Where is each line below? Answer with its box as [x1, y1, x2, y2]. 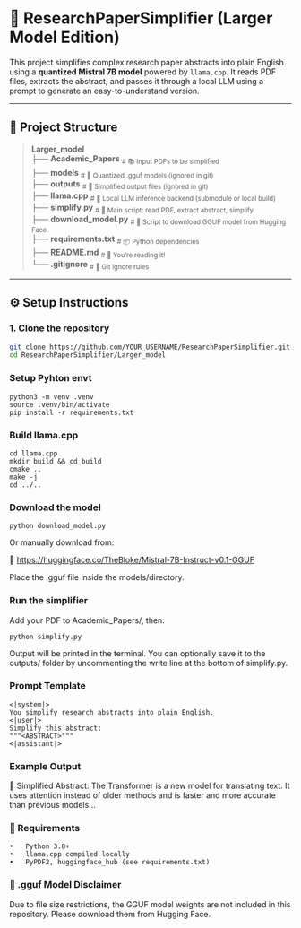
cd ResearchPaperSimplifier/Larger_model [9, 351, 167, 360]
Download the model [9, 501, 101, 514]
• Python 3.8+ [9, 842, 70, 851]
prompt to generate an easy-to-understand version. [9, 85, 200, 96]
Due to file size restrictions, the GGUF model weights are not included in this [9, 898, 291, 909]
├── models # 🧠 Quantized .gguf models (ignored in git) [30, 167, 214, 180]
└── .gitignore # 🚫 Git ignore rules [30, 259, 150, 272]
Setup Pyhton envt [9, 372, 92, 385]
